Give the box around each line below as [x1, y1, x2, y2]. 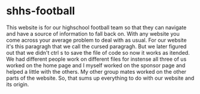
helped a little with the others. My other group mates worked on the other [6, 68, 187, 75]
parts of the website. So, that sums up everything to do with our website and [6, 74, 195, 82]
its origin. [6, 80, 29, 87]
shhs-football [6, 4, 75, 18]
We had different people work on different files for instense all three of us [6, 55, 187, 62]
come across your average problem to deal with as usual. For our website [6, 36, 187, 43]
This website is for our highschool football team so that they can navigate [6, 24, 187, 31]
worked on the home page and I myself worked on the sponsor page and [6, 61, 186, 69]
